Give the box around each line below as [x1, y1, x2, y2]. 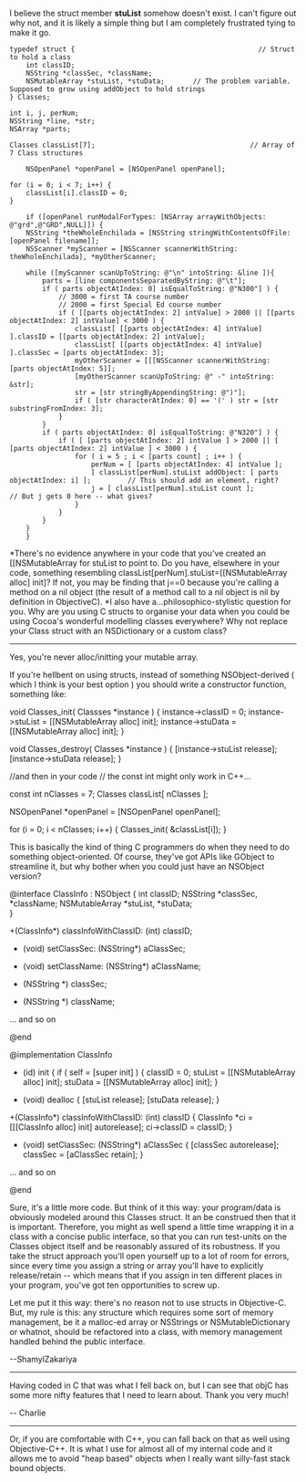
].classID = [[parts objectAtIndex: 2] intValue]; [9, 332, 206, 341]
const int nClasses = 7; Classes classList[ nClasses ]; [9, 788, 209, 799]
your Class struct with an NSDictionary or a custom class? [9, 625, 228, 636]
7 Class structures [9, 149, 84, 158]
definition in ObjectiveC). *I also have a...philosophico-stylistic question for [9, 597, 291, 607]
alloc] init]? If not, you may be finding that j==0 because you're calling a [9, 577, 280, 588]
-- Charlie [9, 1407, 46, 1418]
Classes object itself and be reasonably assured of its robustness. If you [9, 1241, 280, 1251]
